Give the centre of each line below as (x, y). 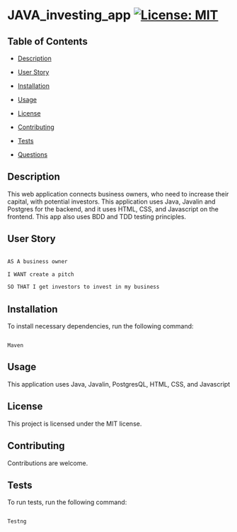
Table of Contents (48, 41)
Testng (17, 521)
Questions (33, 155)
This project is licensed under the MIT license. (75, 423)
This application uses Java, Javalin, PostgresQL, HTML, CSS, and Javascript (119, 384)
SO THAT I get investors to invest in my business (83, 287)
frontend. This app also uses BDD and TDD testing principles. (97, 216)
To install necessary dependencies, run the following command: (100, 326)
